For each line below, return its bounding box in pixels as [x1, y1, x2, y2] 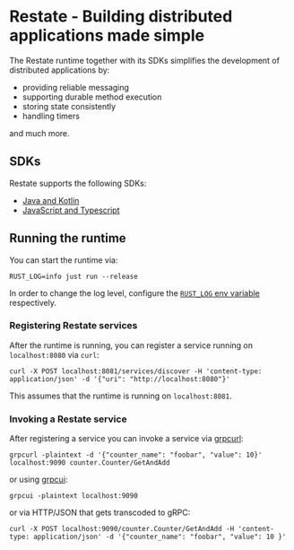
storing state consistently [22, 100, 117, 111]
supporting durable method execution [22, 92, 162, 102]
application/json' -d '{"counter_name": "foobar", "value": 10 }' [32, 532, 287, 542]
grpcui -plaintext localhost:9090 [9, 492, 139, 501]
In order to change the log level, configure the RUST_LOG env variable [9, 287, 260, 298]
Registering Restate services [9, 319, 138, 332]
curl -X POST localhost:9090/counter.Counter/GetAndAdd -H [9, 525, 235, 534]
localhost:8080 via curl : [9, 349, 99, 360]
